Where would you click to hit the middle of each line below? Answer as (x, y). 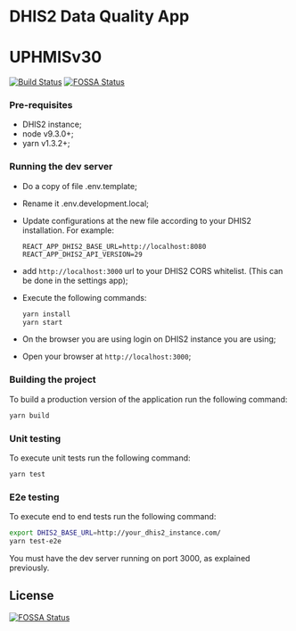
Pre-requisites (41, 105)
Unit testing (35, 438)
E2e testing (34, 497)
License (32, 596)
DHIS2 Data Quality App (99, 17)
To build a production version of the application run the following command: (148, 399)
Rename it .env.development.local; (85, 203)
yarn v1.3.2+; (46, 144)
